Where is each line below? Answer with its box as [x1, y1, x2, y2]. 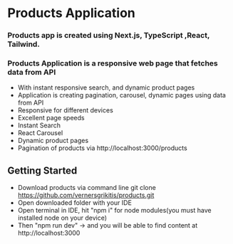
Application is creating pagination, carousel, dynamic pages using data [17, 91, 227, 100]
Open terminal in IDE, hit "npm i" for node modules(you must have [17, 206, 212, 215]
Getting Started [7, 164, 78, 176]
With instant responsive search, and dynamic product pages [17, 83, 195, 92]
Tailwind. [7, 39, 41, 49]
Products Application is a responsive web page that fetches [7, 58, 219, 68]
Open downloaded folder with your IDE [17, 198, 132, 207]
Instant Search [17, 121, 61, 129]
